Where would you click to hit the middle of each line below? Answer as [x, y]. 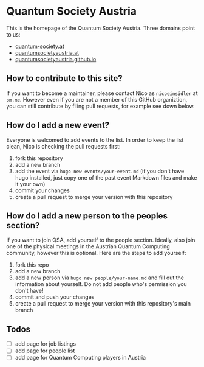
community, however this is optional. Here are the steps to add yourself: [96, 253]
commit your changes [42, 190]
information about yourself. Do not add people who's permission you [101, 284]
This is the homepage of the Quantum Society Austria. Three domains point [101, 28]
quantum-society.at [40, 46]
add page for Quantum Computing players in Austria [80, 358]
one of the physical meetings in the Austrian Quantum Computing [88, 246]
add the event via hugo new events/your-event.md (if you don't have [100, 171]
